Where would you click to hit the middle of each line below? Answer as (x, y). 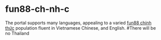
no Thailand (17, 33)
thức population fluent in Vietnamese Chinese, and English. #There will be (80, 28)
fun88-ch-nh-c (37, 9)
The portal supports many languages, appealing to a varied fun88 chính (79, 23)
